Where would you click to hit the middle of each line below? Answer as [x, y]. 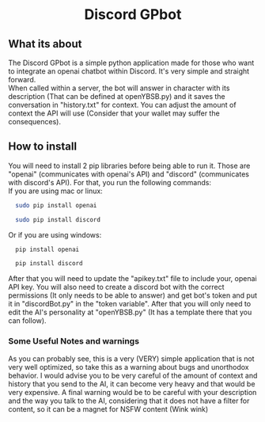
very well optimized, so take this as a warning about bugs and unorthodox [129, 367]
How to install [43, 147]
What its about [45, 44]
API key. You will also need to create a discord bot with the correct [116, 287]
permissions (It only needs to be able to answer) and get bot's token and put [133, 295]
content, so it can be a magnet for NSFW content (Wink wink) [108, 409]
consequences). [35, 122]
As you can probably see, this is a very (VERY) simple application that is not [131, 359]
